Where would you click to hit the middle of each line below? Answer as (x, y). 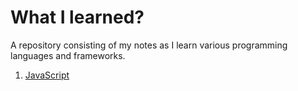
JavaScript (47, 75)
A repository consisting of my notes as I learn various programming (149, 45)
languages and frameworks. (68, 55)
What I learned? (77, 17)
